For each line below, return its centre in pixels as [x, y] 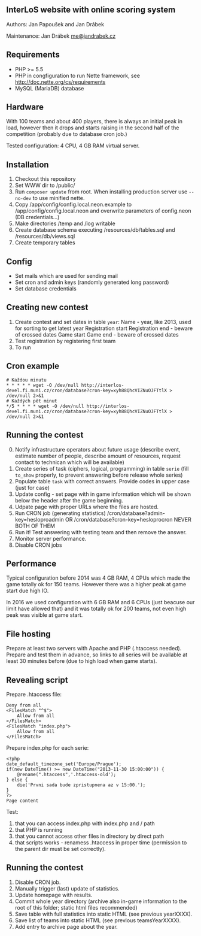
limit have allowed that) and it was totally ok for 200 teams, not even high [96, 609]
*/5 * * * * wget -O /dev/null [45, 406]
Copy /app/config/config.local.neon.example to [73, 205]
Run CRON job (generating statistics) [60, 513]
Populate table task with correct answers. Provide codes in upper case [102, 481]
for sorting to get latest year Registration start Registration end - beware [104, 328]
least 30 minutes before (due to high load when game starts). [82, 661]
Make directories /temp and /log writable [65, 223]
